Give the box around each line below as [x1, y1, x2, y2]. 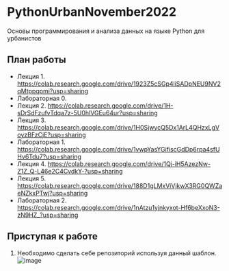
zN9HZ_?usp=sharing [16, 211, 79, 219]
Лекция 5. [16, 174, 46, 182]
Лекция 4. [16, 159, 46, 168]
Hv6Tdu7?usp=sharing [16, 152, 82, 161]
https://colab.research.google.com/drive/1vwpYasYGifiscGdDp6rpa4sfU [16, 145, 220, 153]
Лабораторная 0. [16, 94, 67, 102]
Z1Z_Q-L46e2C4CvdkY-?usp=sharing [16, 167, 123, 175]
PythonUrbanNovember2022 [7, 4, 176, 20]
